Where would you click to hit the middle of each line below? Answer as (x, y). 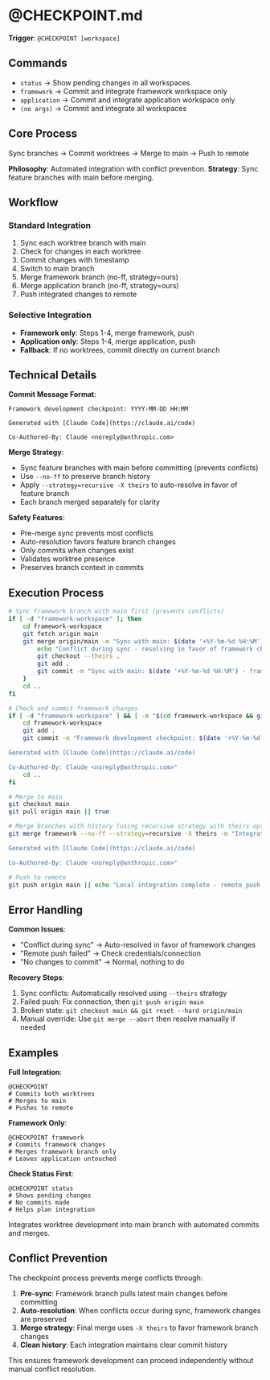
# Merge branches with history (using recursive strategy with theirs (129, 826)
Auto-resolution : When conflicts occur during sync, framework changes (140, 1310)
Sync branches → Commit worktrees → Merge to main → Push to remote (129, 153)
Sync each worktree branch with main (83, 243)
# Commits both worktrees (51, 1094)
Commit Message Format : (52, 395)
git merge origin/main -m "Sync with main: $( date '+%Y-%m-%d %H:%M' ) (143, 641)
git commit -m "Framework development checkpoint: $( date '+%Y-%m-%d (142, 738)
